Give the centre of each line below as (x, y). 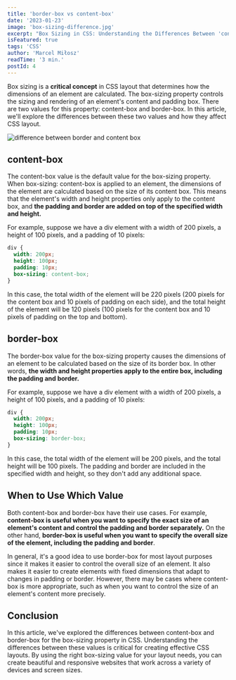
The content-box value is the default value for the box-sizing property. (109, 176)
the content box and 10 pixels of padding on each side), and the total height (117, 302)
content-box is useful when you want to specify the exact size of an (108, 520)
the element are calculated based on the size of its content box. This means (117, 192)
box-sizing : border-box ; (50, 438)
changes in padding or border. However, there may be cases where (105, 579)
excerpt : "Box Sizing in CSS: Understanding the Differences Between (111, 33)
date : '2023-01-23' (36, 20)
